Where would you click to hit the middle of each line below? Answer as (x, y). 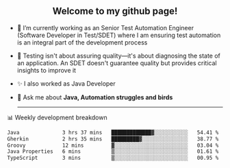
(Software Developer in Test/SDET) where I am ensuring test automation (119, 35)
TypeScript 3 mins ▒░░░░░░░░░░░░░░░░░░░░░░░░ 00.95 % (113, 158)
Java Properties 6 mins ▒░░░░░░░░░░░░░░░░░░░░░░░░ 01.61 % (113, 152)
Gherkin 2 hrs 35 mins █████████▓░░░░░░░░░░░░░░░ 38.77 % (113, 139)
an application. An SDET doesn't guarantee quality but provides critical (117, 63)
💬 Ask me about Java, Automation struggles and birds (95, 97)
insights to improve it (47, 70)
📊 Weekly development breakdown (57, 117)
